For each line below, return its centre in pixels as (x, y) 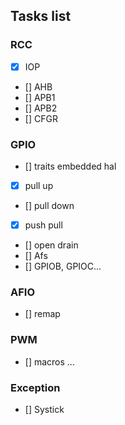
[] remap (42, 314)
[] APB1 (40, 97)
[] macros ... (49, 361)
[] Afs (36, 256)
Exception (35, 387)
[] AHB (38, 86)
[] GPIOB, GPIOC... (63, 266)
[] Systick (44, 410)
